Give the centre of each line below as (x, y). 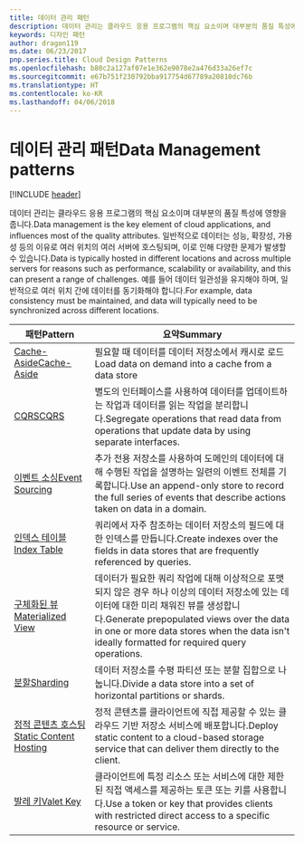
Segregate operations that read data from (194, 419)
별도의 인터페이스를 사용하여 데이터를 (169, 392)
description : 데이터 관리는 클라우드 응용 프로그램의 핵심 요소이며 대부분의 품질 (142, 26)
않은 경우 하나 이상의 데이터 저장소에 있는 (196, 592)
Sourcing (33, 490)
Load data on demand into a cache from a (183, 364)
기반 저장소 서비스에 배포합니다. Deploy (200, 725)
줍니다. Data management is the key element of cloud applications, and (140, 225)
